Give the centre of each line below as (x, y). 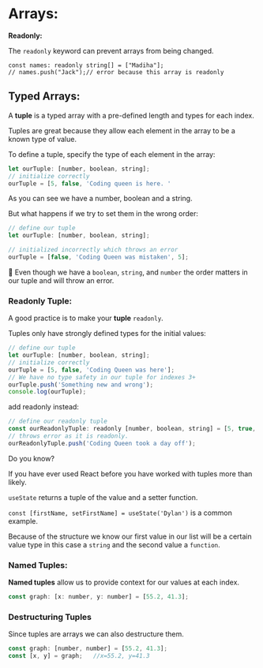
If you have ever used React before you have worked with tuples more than (130, 473)
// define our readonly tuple (58, 422)
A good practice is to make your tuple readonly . (86, 318)
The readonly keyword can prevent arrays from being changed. (111, 50)
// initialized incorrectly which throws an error (93, 250)
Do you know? (32, 458)
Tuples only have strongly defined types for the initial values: (107, 334)
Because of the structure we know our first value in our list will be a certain (130, 536)
